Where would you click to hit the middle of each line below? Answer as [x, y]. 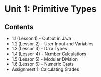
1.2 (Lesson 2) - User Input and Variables [52, 44]
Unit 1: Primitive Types [50, 9]
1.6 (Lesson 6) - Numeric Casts [42, 64]
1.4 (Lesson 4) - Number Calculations [49, 54]
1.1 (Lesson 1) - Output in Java [41, 38]
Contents [19, 27]
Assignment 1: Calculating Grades [45, 69]
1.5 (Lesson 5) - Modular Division [45, 59]
